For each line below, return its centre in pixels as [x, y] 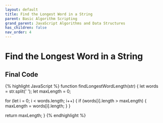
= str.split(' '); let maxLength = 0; [38, 91]
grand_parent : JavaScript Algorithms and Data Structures [65, 23]
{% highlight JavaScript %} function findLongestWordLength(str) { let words [82, 86]
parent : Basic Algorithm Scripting [41, 19]
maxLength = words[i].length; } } [38, 106]
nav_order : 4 [18, 32]
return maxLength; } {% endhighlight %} [46, 115]
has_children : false [26, 28]
